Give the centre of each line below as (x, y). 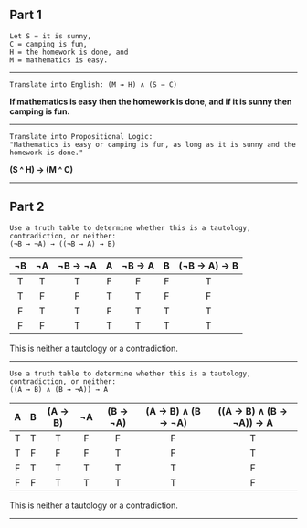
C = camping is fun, (49, 44)
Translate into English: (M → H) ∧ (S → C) (94, 84)
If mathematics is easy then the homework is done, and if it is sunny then (151, 101)
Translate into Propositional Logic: (81, 136)
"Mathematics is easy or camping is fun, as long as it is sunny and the (153, 144)
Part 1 (26, 15)
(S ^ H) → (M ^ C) (42, 169)
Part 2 (27, 207)
